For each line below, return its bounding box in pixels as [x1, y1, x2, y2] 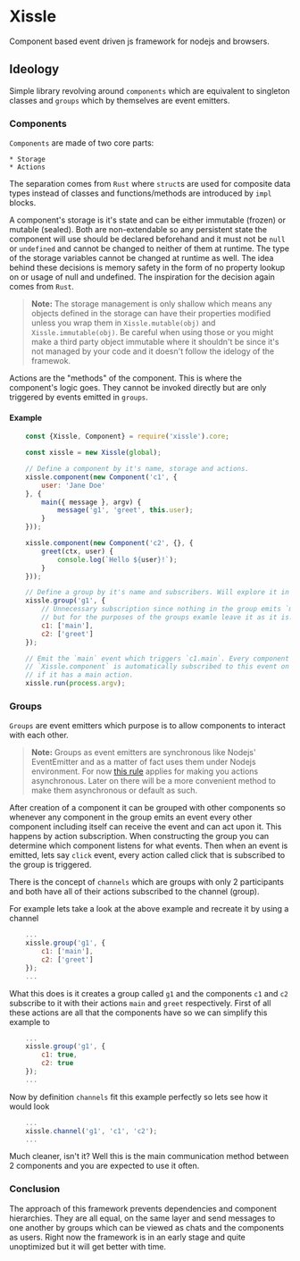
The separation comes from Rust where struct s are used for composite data [9, 179, 291, 189]
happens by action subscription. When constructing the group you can [9, 831, 270, 842]
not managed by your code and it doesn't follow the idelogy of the [30, 346, 275, 357]
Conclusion [9, 1182, 61, 1195]
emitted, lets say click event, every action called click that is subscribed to [9, 850, 286, 861]
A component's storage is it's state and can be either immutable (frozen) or [9, 214, 286, 225]
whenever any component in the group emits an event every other [9, 811, 253, 823]
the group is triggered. [9, 860, 92, 870]
